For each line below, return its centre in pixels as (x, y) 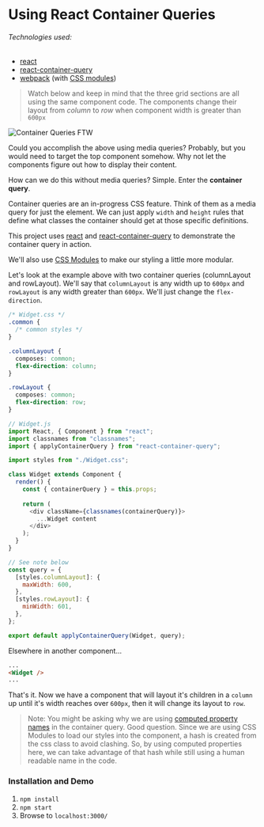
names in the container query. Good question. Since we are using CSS (142, 727)
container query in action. (50, 245)
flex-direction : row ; (51, 402)
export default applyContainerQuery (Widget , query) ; (97, 635)
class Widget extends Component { (65, 475)
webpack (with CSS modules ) (68, 78)
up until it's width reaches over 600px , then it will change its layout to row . (127, 704)
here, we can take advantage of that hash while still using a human (136, 753)
